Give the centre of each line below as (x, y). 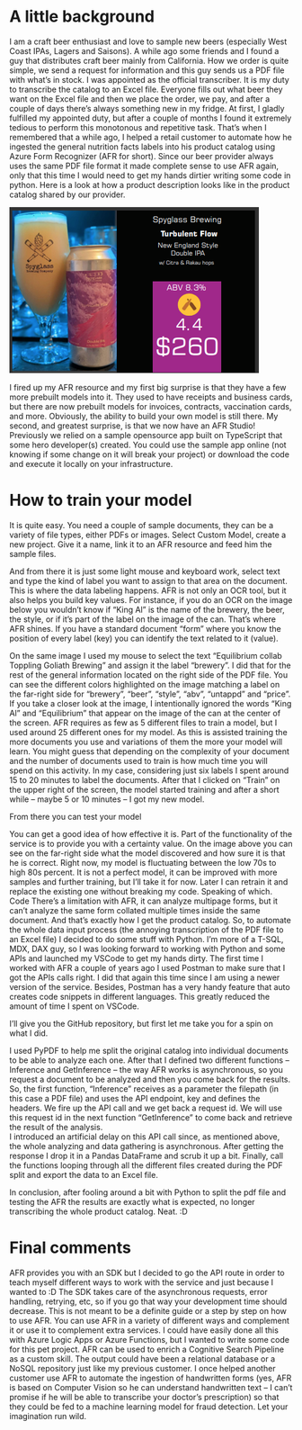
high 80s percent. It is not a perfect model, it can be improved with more (143, 872)
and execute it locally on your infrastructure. (91, 463)
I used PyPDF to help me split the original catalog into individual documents (149, 1050)
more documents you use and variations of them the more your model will (146, 742)
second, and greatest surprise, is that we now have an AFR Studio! (133, 426)
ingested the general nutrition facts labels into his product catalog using (142, 147)
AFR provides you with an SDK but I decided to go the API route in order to (147, 1273)
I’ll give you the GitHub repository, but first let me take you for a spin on (142, 1023)
